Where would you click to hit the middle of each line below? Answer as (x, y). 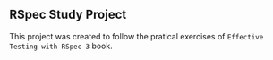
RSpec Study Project (68, 15)
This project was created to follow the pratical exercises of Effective (136, 36)
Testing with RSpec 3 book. (61, 46)
